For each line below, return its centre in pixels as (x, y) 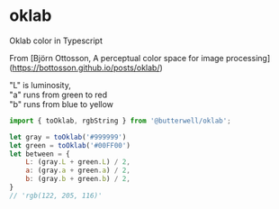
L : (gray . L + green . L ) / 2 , (78, 162)
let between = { (40, 154)
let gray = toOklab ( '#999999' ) (68, 137)
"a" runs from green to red (58, 95)
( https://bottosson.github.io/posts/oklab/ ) (86, 68)
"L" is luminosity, (40, 85)
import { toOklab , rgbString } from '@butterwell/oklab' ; (120, 121)
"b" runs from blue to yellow (62, 104)
